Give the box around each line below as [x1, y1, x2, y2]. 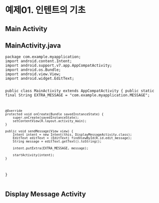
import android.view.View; [5, 72, 61, 77]
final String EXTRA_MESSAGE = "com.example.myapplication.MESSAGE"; [5, 93, 150, 98]
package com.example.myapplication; [5, 54, 81, 59]
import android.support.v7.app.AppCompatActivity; [5, 63, 112, 68]
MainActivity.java [5, 41, 61, 50]
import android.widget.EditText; [5, 76, 75, 81]
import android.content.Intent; [5, 59, 72, 64]
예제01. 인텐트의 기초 [5, 4, 86, 16]
